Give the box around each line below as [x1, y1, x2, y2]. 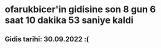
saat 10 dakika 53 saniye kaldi [5, 14, 133, 26]
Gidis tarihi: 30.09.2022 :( [5, 35, 89, 43]
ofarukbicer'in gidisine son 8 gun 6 [5, 4, 156, 15]
